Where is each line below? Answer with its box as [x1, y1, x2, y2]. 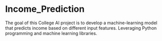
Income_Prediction [5, 3, 85, 15]
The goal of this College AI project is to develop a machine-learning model [5, 20, 158, 26]
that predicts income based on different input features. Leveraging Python [5, 25, 157, 31]
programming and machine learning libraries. [5, 30, 97, 36]
